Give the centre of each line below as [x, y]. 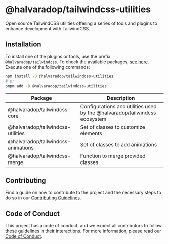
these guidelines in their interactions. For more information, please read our [83, 231]
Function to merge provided [113, 156]
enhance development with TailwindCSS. [48, 28]
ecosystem [93, 119]
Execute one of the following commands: [48, 67]
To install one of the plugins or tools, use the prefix [58, 56]
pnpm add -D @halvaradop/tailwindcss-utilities [56, 86]
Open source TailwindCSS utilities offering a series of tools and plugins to [81, 23]
